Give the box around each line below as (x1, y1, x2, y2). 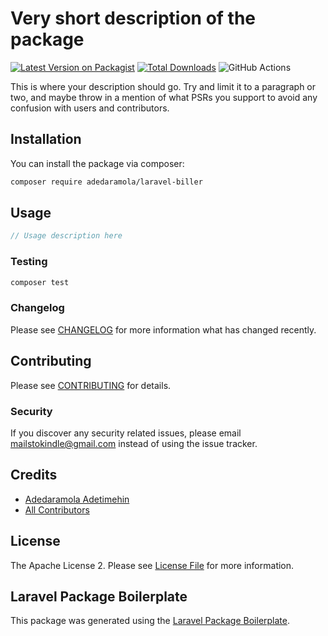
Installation (10, 131, 82, 148)
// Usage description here (10, 231, 123, 241)
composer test (10, 277, 70, 287)
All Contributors (24, 503, 90, 516)
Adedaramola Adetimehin (24, 493, 130, 505)
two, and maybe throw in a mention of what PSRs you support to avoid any (10, 91, 318, 103)
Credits (10, 467, 58, 484)
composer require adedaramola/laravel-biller (10, 177, 203, 187)
